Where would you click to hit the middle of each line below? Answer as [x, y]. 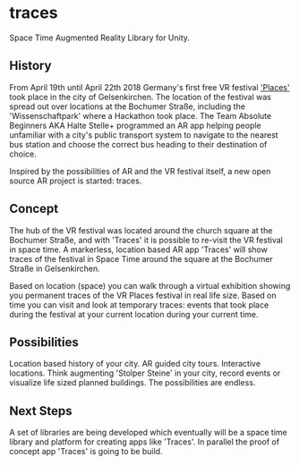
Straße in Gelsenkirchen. [55, 268]
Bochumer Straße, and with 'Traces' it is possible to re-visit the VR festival [146, 240]
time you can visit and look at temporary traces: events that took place [139, 304]
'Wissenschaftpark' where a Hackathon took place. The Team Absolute [141, 115]
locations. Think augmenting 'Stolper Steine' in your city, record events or [145, 373]
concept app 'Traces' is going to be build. [86, 452]
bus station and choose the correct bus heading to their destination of [138, 144]
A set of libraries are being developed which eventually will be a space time [149, 433]
